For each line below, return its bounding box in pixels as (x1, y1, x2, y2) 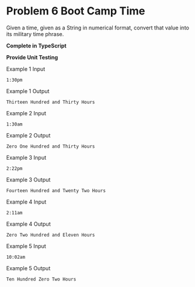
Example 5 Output (6, 264, 51, 271)
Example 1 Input (6, 65, 46, 73)
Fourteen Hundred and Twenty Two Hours (6, 187, 106, 193)
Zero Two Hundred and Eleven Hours (6, 232, 95, 238)
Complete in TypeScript (6, 42, 67, 49)
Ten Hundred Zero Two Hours (6, 276, 77, 282)
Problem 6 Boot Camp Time (6, 4, 146, 18)
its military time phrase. (6, 30, 64, 37)
